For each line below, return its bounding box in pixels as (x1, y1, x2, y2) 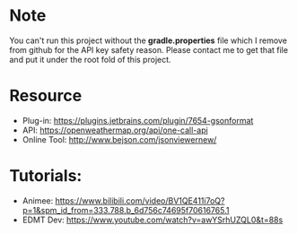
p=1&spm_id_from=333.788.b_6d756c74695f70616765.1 (22, 204, 230, 215)
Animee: (22, 195, 54, 206)
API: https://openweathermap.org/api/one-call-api (22, 125, 208, 135)
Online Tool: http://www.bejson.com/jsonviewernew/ (22, 134, 217, 144)
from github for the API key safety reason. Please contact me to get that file (9, 44, 289, 55)
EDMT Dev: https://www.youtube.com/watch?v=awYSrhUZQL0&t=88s (22, 214, 284, 225)
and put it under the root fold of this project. (9, 54, 172, 65)
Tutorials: (9, 166, 83, 186)
